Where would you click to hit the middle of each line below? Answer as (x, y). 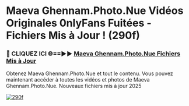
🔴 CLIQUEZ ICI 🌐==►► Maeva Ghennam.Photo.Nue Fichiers (93, 54)
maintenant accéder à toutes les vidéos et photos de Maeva (78, 80)
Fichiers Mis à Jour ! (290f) (73, 36)
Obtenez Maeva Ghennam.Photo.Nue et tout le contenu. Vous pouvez (90, 73)
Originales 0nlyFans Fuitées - (79, 23)
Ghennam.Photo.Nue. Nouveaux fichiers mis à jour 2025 (74, 86)
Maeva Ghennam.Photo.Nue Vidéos (95, 11)
